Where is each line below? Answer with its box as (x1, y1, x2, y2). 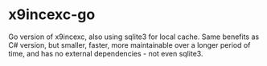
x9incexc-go (8, 6, 96, 24)
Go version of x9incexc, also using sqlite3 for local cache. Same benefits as (8, 32, 260, 41)
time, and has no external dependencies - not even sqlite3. (8, 49, 203, 58)
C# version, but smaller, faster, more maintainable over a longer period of (8, 40, 251, 49)
